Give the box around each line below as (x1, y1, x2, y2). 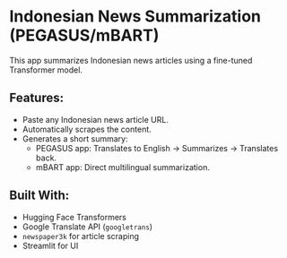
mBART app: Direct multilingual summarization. (35, 161, 211, 172)
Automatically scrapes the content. (22, 124, 152, 134)
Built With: (9, 188, 70, 203)
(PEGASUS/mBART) (9, 25, 160, 46)
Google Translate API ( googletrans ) (22, 221, 153, 232)
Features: (9, 90, 65, 106)
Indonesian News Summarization (9, 6, 262, 27)
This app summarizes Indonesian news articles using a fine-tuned (9, 55, 253, 65)
